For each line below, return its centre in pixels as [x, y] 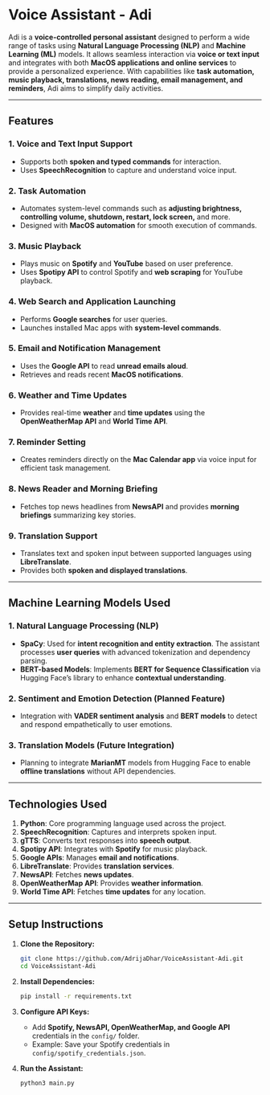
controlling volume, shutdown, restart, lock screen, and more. [125, 217]
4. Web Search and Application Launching [92, 301]
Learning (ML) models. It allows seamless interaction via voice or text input [134, 54]
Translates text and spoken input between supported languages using [135, 553]
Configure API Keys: [55, 1011]
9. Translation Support [53, 536]
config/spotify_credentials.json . [89, 1052]
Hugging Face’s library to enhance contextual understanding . [123, 677]
